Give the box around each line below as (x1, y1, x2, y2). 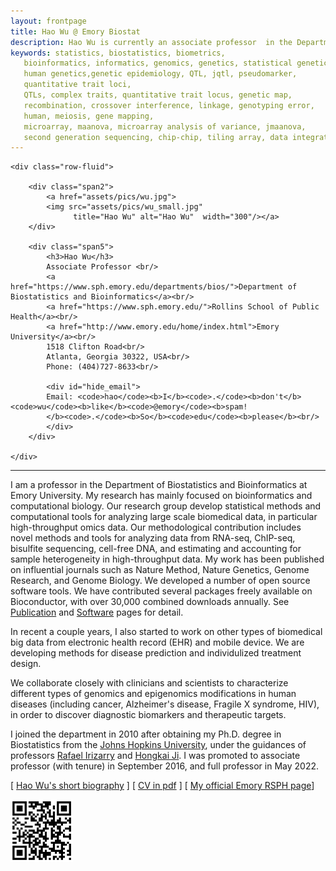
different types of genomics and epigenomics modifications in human (10, 688, 297, 700)
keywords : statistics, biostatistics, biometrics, (10, 48, 226, 58)
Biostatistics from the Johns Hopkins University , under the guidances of (10, 739, 307, 751)
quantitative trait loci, (23, 80, 132, 90)
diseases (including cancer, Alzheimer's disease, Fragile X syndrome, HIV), (10, 698, 320, 710)
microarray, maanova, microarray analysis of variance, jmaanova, (23, 121, 307, 132)
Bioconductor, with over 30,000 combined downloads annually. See (10, 596, 290, 608)
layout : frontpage (10, 16, 87, 26)
